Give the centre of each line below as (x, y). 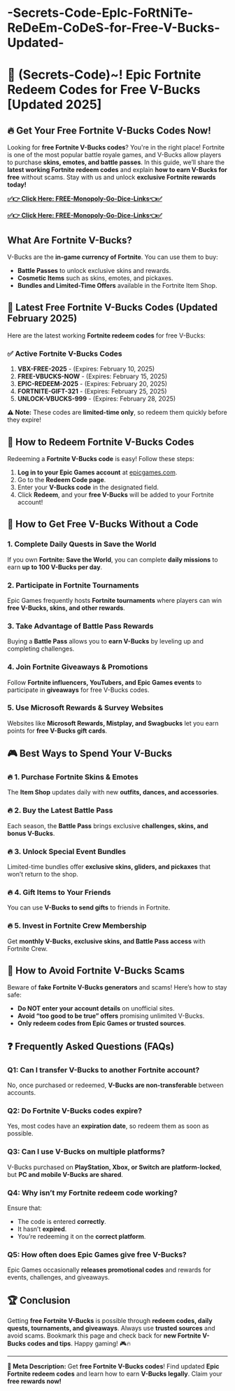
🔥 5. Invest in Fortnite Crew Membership (77, 926)
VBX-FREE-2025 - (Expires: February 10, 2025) (86, 369)
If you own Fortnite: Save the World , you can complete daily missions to (113, 559)
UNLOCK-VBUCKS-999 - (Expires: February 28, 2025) (97, 399)
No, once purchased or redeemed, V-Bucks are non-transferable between (115, 1085)
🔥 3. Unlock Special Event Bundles (67, 851)
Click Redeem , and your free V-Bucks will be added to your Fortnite (116, 494)
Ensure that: (24, 1208)
